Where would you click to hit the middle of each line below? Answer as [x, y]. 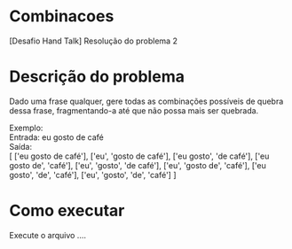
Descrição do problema [97, 77]
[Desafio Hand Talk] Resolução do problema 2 [93, 41]
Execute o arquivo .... [48, 235]
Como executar [67, 211]
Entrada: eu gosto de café [56, 137]
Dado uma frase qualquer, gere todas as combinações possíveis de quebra [146, 101]
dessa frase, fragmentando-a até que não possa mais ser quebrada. [134, 110]
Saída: [21, 146]
